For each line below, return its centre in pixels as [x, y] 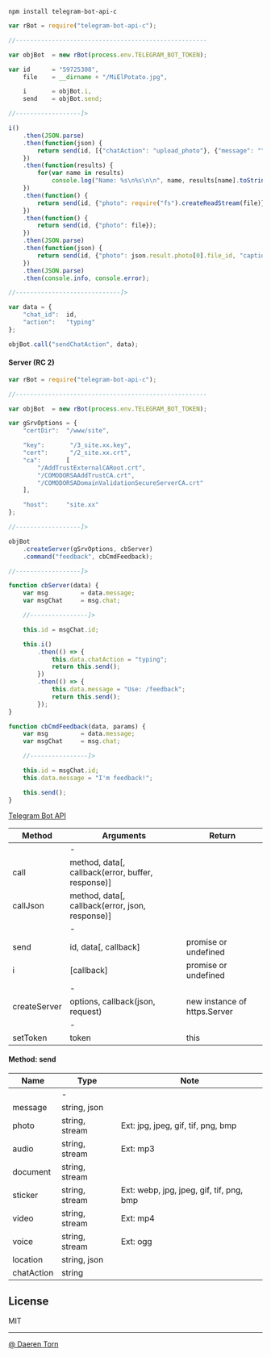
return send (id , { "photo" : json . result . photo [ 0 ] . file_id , [137, 255]
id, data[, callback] [105, 946]
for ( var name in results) [81, 173]
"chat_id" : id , [50, 315]
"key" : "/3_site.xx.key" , [77, 445]
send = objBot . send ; [63, 99]
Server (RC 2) [31, 362]
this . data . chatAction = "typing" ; [109, 659]
